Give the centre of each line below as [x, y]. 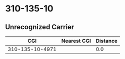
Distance [106, 41]
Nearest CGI [76, 41]
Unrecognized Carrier [40, 27]
